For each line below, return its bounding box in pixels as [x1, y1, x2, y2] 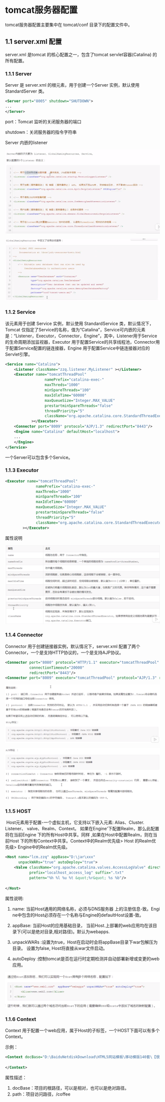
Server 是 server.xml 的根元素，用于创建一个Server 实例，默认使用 [5, 82, 140, 88]
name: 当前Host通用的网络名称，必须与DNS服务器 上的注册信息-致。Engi [12, 906, 160, 911]
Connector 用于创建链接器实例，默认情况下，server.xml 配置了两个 [5, 643, 140, 649]
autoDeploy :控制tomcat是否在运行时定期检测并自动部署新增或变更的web [12, 956, 160, 962]
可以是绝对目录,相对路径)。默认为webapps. [22, 929, 110, 935]
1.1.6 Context [5, 1015, 36, 1022]
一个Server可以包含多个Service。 [5, 454, 73, 460]
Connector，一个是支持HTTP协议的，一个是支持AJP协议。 [5, 649, 124, 655]
